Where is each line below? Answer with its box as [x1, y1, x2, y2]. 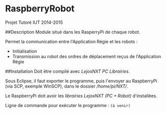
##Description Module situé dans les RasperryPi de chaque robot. [5, 29, 141, 35]
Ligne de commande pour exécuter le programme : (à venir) [5, 102, 131, 108]
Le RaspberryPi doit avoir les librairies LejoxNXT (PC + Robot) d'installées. [5, 93, 158, 99]
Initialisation [12, 48, 37, 54]
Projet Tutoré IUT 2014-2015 [5, 19, 63, 25]
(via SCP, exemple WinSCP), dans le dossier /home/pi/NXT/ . [5, 83, 128, 89]
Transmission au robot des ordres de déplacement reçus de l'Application [12, 53, 162, 59]
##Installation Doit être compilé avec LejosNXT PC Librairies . [5, 68, 130, 74]
